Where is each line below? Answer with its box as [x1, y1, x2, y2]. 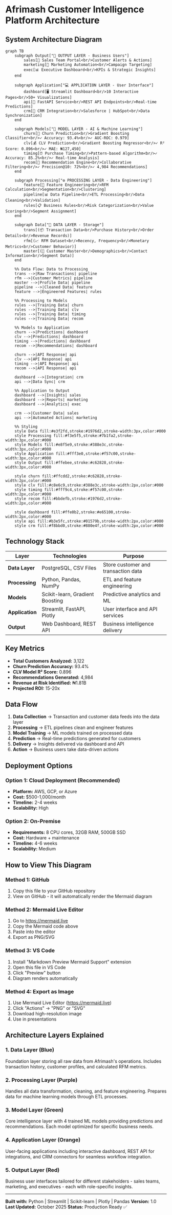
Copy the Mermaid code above [12, 923, 78, 930]
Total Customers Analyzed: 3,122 [12, 657, 84, 664]
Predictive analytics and [103, 591, 161, 598]
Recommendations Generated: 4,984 [12, 674, 94, 680]
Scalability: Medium [12, 846, 56, 852]
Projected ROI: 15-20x [12, 685, 60, 691]
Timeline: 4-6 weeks [12, 840, 58, 847]
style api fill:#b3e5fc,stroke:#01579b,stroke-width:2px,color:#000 [14, 519, 164, 524]
